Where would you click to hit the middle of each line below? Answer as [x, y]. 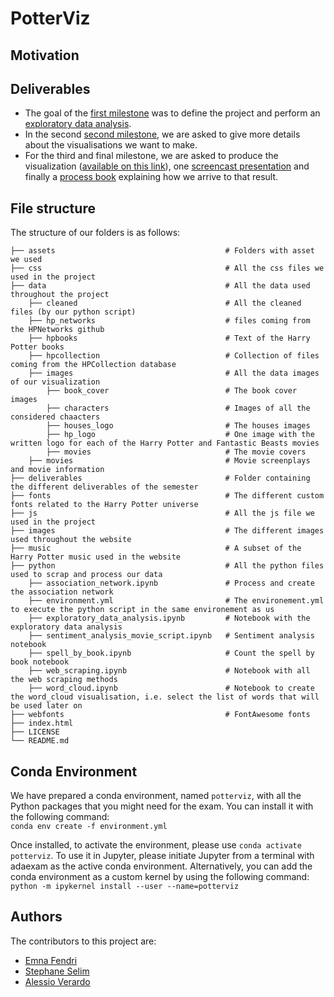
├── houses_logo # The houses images [178, 426]
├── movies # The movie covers [176, 452]
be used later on [46, 706]
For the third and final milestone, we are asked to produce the [151, 156]
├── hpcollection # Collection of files [174, 356]
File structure [53, 208]
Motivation [45, 55]
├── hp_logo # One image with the [180, 435]
